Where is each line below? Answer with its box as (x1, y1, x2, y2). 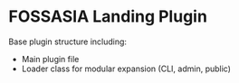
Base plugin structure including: (8, 36, 128, 47)
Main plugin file (21, 53, 80, 64)
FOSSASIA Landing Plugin (8, 6, 207, 27)
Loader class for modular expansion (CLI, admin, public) (21, 63, 232, 74)
